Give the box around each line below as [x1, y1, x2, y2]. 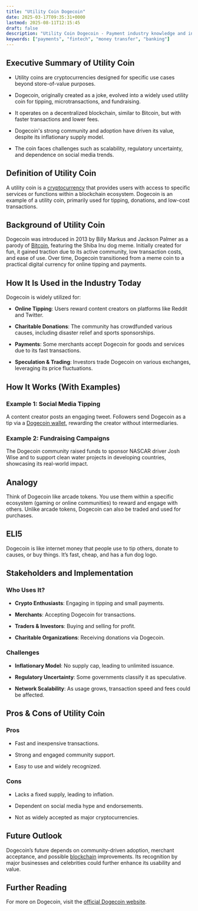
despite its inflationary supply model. [14, 133, 105, 140]
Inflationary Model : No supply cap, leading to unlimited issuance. [14, 662, 174, 669]
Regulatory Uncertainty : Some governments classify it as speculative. [14, 673, 187, 681]
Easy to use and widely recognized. [14, 762, 101, 770]
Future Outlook [6, 831, 62, 841]
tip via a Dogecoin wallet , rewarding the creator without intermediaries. [6, 419, 179, 426]
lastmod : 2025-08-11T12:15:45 [6, 20, 81, 25]
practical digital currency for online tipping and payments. [6, 261, 147, 268]
